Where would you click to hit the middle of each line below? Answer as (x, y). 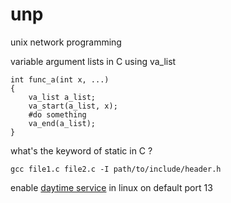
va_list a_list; (62, 97)
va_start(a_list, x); (73, 106)
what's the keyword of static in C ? (81, 150)
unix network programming (66, 42)
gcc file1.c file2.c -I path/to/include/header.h (116, 169)
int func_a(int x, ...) (60, 79)
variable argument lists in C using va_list (93, 61)
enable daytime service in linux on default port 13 (111, 187)
